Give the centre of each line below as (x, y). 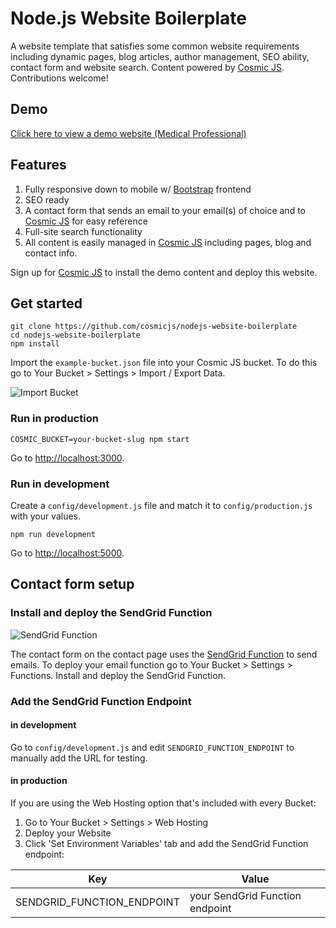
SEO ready (47, 199)
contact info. (51, 253)
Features (38, 165)
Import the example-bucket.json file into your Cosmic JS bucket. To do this (164, 363)
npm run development (53, 534)
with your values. (46, 516)
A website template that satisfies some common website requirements (155, 46)
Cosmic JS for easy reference (86, 221)
